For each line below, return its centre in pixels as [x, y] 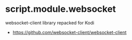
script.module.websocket [61, 9]
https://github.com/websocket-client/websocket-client [70, 32]
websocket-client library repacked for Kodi [50, 23]
